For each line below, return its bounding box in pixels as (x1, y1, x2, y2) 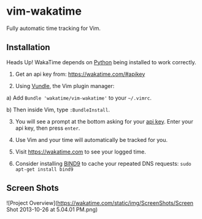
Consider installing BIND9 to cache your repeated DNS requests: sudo (15, 160, 192, 167)
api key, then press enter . (15, 124, 80, 132)
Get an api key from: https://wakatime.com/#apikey (15, 70, 146, 78)
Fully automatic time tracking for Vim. (6, 24, 101, 32)
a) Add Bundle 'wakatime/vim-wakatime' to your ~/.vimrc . (6, 94, 152, 102)
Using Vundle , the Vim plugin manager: (15, 82, 115, 89)
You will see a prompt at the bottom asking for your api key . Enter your (15, 117, 193, 125)
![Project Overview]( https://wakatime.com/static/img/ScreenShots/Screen (6, 199, 193, 206)
